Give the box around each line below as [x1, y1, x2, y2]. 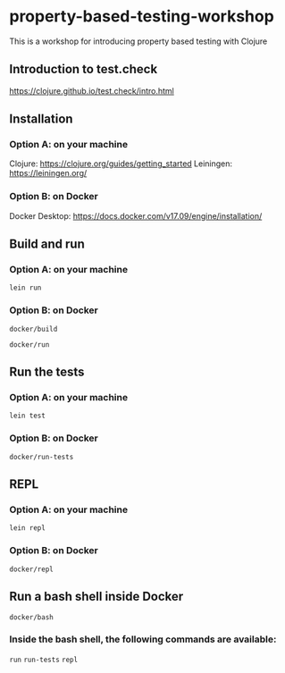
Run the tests [9, 365, 85, 380]
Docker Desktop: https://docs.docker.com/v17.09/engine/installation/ [9, 210, 263, 221]
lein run [9, 283, 42, 292]
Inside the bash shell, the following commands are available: [9, 633, 277, 645]
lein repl [9, 524, 46, 533]
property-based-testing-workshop [9, 6, 274, 27]
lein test [9, 411, 46, 421]
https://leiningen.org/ [9, 168, 88, 179]
